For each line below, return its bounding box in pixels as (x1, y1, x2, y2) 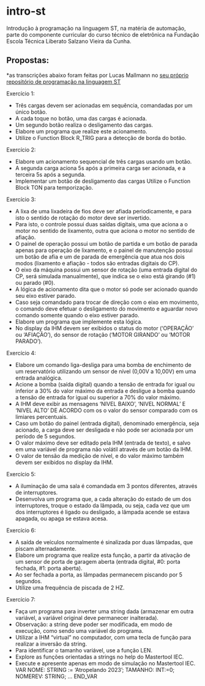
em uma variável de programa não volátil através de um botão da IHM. (15, 445, 193, 453)
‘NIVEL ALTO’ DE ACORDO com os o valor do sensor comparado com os (15, 407, 198, 414)
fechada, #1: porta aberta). (15, 564, 83, 572)
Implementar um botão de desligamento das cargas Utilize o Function (15, 177, 191, 185)
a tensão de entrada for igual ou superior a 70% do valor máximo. (15, 393, 181, 401)
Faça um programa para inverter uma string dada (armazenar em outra (15, 607, 194, 615)
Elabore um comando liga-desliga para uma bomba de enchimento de (15, 361, 192, 368)
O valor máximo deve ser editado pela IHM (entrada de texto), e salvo (15, 439, 191, 446)
